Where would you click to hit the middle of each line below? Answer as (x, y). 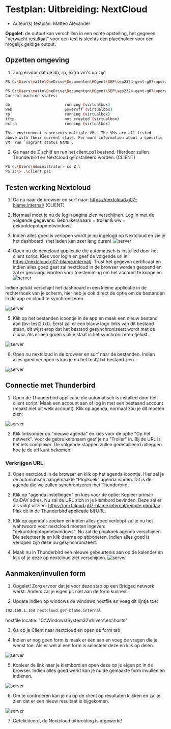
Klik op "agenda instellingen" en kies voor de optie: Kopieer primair (83, 495)
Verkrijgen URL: (25, 463)
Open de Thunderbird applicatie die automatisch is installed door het (84, 397)
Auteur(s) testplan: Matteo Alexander (51, 23)
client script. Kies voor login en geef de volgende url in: (70, 256)
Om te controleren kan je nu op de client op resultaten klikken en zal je (87, 695)
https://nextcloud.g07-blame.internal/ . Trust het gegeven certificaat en (87, 261)
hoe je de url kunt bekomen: (42, 450)
